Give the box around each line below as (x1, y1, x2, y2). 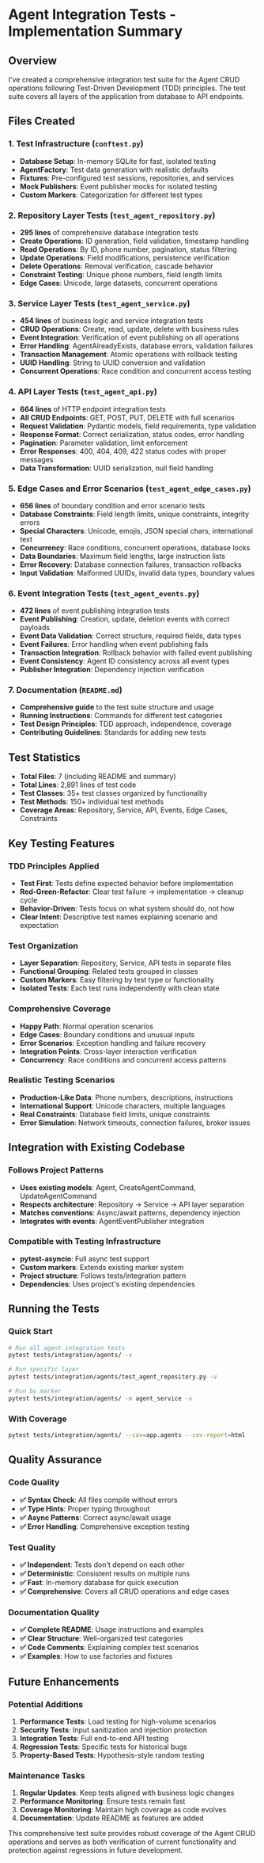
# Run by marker (8, 1387, 62, 1395)
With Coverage (8, 1413, 67, 1424)
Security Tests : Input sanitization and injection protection (19, 1724, 208, 1735)
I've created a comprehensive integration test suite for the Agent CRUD (8, 75, 240, 84)
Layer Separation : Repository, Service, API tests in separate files (19, 958, 232, 968)
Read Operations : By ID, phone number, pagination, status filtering (19, 244, 237, 254)
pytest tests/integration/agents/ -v (8, 1352, 133, 1359)
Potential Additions (8, 1698, 84, 1709)
